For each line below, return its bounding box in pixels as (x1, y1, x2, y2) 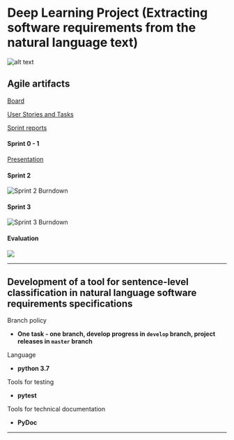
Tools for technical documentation (7, 405, 106, 413)
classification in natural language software (7, 286, 197, 298)
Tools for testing (7, 378, 54, 386)
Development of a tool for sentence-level (7, 276, 189, 288)
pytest (17, 391, 37, 399)
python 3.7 (17, 365, 50, 373)
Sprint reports (7, 124, 47, 132)
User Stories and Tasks (7, 110, 75, 118)
